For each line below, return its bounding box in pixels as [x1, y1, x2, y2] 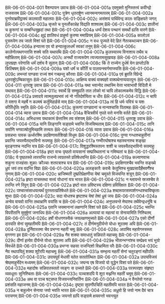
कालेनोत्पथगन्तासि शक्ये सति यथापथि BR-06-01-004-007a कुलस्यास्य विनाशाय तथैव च [5, 49, 148, 55]
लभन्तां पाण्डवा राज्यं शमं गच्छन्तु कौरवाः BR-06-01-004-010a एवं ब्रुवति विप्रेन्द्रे [17, 71, 142, 77]
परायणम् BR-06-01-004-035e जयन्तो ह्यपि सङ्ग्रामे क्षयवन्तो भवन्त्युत [5, 293, 119, 299]
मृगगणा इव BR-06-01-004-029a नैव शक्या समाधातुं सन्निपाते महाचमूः [5, 232, 118, 237]
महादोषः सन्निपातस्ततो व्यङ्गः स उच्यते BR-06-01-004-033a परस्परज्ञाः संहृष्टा [27, 265, 154, 271]
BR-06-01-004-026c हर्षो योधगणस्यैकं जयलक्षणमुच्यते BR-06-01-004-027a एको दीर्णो [5, 215, 155, 221]
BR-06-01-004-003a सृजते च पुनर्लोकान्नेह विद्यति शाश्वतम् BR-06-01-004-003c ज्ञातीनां [5, 21, 159, 27]
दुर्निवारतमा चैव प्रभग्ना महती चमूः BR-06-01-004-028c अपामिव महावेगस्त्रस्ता [27, 227, 152, 232]
